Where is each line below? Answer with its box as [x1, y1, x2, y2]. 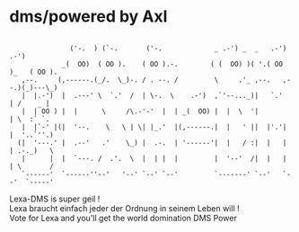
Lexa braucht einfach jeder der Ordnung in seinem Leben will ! [9, 202, 240, 213]
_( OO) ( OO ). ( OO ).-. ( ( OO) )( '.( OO [61, 59, 283, 68]
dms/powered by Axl [9, 6, 168, 27]
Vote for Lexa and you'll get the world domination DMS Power [9, 212, 238, 223]
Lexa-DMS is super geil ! [9, 193, 101, 204]
